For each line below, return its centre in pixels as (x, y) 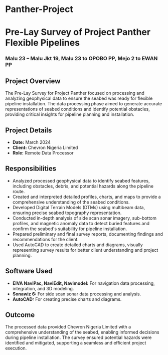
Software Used (29, 271)
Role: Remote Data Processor (43, 153)
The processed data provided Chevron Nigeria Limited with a (68, 327)
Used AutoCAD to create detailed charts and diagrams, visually (77, 245)
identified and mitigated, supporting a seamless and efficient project (76, 343)
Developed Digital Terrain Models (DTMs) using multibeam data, (79, 207)
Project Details (29, 130)
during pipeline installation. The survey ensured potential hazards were (78, 337)
